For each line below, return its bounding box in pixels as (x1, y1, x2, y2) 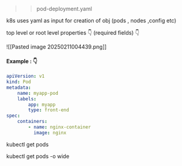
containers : (17, 119, 47, 125)
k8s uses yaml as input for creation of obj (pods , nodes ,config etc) (6, 17, 177, 24)
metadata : (6, 85, 32, 91)
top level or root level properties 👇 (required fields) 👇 (6, 29, 140, 36)
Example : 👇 (6, 57, 38, 64)
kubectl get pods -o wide (6, 152, 70, 160)
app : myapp (28, 102, 56, 108)
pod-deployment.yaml (36, 5, 93, 12)
